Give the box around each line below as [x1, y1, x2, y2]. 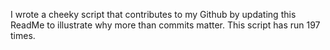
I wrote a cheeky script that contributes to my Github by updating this [10, 9, 297, 20]
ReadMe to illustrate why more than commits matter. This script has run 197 [10, 19, 321, 31]
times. [10, 30, 36, 41]
